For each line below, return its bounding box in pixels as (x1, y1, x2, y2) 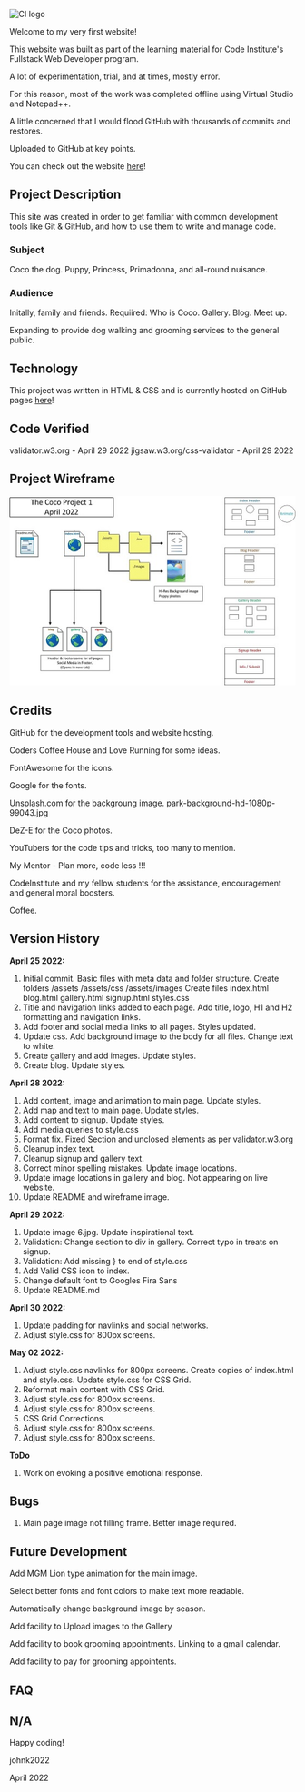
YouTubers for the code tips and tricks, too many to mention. (9, 842, 236, 853)
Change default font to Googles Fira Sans (22, 1274, 178, 1285)
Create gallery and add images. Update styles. (22, 1050, 197, 1061)
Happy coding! (9, 1738, 65, 1748)
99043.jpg (9, 807, 49, 817)
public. (9, 334, 35, 345)
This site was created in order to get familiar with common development (9, 211, 279, 222)
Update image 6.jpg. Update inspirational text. (22, 1226, 195, 1237)
